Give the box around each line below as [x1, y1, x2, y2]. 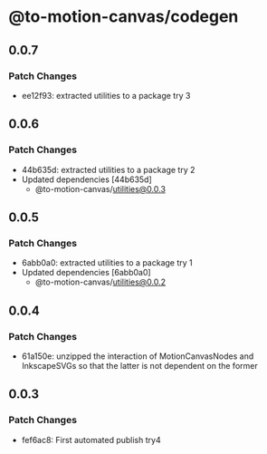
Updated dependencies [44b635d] [21, 174, 153, 185]
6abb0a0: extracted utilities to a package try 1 [21, 257, 194, 268]
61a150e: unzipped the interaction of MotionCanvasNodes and [21, 351, 254, 362]
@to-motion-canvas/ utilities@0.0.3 [34, 183, 167, 194]
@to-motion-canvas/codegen [8, 6, 239, 27]
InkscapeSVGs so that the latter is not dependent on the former [21, 360, 259, 371]
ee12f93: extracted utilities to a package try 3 [21, 90, 191, 101]
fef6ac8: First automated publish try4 [21, 434, 161, 445]
